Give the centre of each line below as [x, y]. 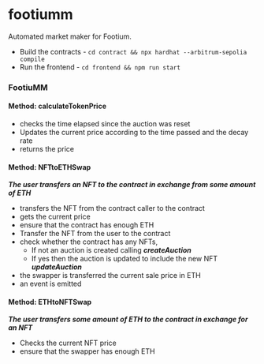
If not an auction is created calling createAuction [111, 250]
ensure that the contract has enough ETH [87, 225]
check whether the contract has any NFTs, [89, 242]
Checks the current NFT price [68, 343]
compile [32, 59]
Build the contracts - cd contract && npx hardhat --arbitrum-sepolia [133, 51]
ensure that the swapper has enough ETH [87, 351]
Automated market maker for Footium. [70, 36]
